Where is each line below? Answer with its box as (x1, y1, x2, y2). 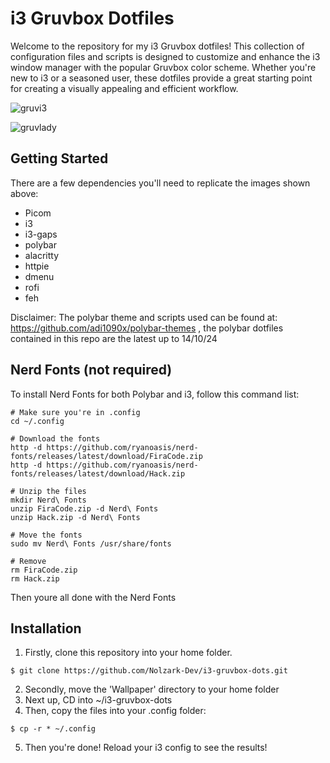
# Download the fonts (10, 433, 101, 444)
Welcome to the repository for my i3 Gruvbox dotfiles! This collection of (10, 40, 305, 52)
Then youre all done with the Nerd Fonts (10, 591, 177, 603)
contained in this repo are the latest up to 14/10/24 (10, 332, 218, 344)
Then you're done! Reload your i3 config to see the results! (24, 742, 268, 754)
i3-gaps (24, 228, 58, 240)
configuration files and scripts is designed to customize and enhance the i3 (10, 50, 321, 62)
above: (10, 187, 39, 199)
